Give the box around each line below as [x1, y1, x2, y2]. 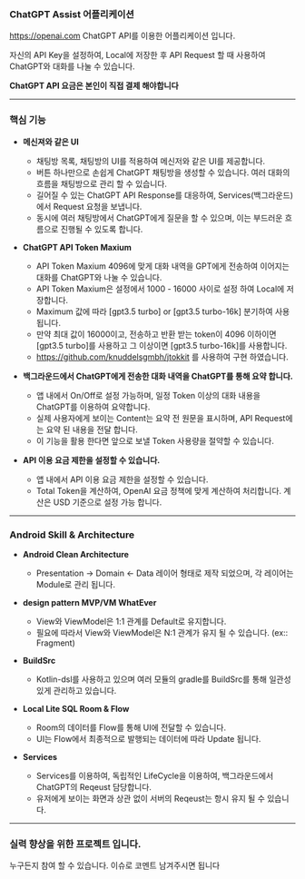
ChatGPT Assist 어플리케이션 [9, 7, 134, 20]
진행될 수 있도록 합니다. [60, 223, 143, 234]
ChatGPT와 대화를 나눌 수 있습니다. [9, 61, 135, 72]
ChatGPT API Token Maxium [22, 242, 132, 252]
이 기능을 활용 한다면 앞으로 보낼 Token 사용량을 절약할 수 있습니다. [35, 435, 275, 446]
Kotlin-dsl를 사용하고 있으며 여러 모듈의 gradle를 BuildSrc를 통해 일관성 [35, 674, 292, 685]
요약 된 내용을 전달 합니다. [45, 424, 138, 435]
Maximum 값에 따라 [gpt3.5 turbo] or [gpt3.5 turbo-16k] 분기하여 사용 [35, 306, 290, 317]
